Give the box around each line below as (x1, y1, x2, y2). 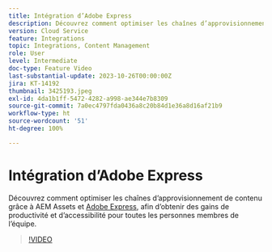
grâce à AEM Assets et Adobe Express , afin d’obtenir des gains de (8, 201, 229, 211)
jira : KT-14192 (8, 79, 60, 87)
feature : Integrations (8, 34, 85, 43)
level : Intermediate (8, 57, 79, 65)
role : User (8, 49, 45, 57)
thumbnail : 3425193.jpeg (8, 86, 92, 95)
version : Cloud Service (8, 27, 89, 35)
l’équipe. (8, 219, 37, 229)
